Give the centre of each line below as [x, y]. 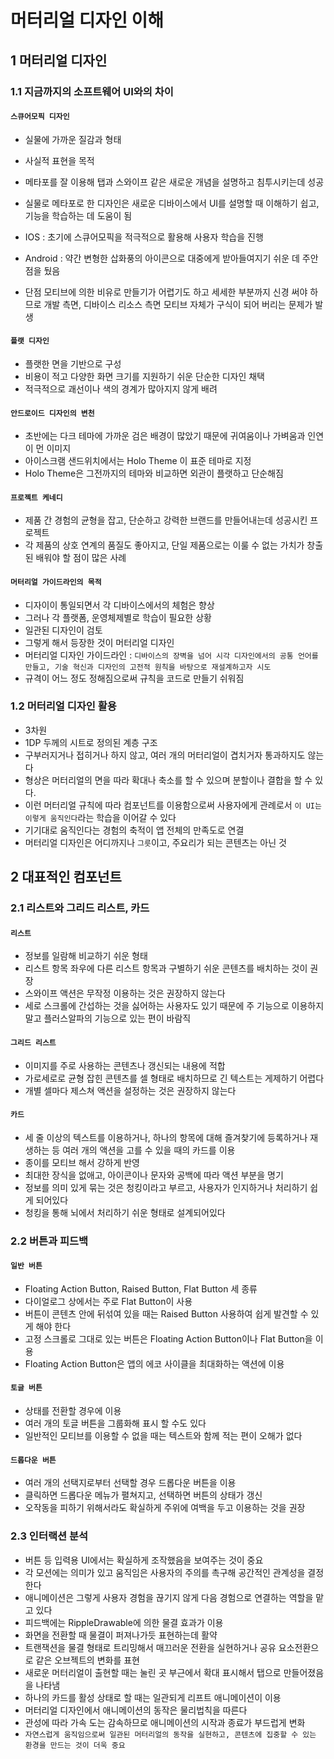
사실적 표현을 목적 [59, 160]
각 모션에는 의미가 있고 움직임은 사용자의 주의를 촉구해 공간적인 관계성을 [165, 1572]
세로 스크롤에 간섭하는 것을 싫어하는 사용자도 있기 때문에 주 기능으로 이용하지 [174, 1006]
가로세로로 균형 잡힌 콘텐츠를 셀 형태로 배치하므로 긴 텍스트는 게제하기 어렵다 [174, 1078]
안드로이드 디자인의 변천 [52, 413]
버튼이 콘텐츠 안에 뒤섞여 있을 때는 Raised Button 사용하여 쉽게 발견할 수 [166, 1313]
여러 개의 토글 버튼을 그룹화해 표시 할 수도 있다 [115, 1423]
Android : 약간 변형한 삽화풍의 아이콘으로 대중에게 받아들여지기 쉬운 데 [162, 258]
